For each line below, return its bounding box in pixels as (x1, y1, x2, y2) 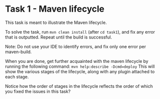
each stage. (5, 74, 29, 79)
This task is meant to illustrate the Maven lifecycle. (5, 20, 107, 25)
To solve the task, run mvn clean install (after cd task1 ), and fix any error (5, 29, 155, 35)
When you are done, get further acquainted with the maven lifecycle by (5, 58, 148, 64)
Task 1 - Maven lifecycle (5, 3, 105, 15)
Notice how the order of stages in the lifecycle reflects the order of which (5, 83, 153, 89)
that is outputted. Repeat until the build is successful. (5, 34, 113, 40)
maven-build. (5, 49, 32, 55)
